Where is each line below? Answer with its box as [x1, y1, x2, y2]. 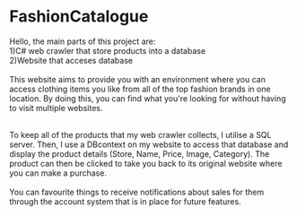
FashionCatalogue [9, 6, 149, 27]
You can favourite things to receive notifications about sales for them [9, 186, 265, 197]
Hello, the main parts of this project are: [9, 36, 156, 47]
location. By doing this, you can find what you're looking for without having [9, 92, 286, 104]
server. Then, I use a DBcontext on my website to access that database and [9, 139, 289, 150]
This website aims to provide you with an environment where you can [9, 73, 266, 84]
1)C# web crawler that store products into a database [9, 45, 206, 56]
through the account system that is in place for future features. [9, 195, 241, 207]
